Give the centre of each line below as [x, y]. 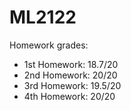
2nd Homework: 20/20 [70, 75]
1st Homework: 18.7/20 [71, 64]
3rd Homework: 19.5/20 [72, 85]
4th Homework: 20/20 [69, 96]
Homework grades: [49, 45]
